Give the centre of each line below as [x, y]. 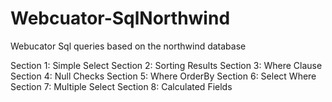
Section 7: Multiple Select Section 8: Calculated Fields [121, 86]
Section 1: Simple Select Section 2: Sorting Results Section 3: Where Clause [166, 65]
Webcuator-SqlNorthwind [120, 18]
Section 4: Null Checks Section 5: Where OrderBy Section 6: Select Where [163, 76]
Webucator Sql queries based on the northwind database [128, 46]
